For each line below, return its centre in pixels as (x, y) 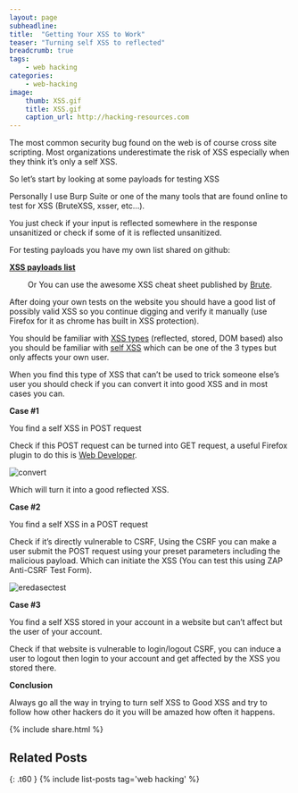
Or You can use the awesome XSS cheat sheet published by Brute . (150, 285)
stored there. (33, 668)
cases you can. (37, 393)
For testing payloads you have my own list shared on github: (120, 250)
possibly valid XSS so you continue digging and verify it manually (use (138, 312)
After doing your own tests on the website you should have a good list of (143, 302)
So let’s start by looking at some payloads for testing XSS (115, 179)
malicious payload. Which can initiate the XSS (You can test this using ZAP (146, 561)
